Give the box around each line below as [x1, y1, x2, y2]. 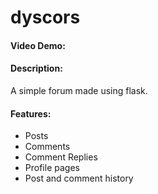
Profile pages [24, 162, 80, 174]
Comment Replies [24, 151, 98, 163]
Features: [10, 107, 52, 120]
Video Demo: [10, 39, 66, 51]
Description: [10, 62, 63, 75]
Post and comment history [24, 172, 134, 185]
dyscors [10, 6, 81, 29]
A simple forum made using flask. [10, 84, 148, 96]
